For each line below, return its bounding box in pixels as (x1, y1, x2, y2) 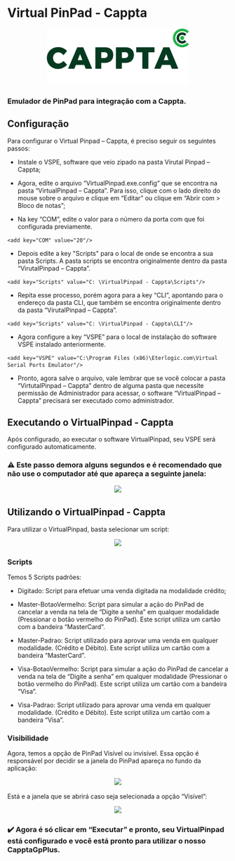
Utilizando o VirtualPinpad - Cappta (7, 506, 166, 518)
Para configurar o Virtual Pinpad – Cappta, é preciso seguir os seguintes (7, 136, 216, 145)
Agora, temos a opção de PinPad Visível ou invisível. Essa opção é (7, 749, 199, 758)
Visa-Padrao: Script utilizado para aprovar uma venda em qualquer (17, 701, 211, 709)
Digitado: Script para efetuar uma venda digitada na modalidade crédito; (17, 586, 227, 595)
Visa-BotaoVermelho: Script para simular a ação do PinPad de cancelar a (17, 664, 229, 673)
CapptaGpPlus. (7, 845, 61, 855)
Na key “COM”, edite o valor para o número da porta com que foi (17, 214, 205, 223)
